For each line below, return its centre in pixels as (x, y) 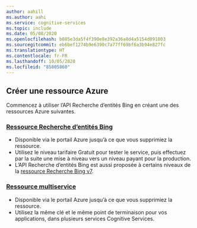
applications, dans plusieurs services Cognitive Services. (85, 218)
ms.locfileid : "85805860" (38, 67)
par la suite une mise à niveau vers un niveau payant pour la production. (103, 159)
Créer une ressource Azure (57, 91)
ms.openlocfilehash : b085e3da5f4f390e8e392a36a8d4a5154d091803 (86, 39)
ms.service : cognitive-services (46, 23)
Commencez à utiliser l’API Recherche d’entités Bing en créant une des (93, 105)
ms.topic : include (29, 28)
